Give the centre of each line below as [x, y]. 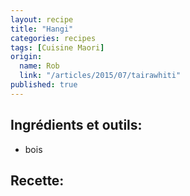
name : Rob [39, 66]
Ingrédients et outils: [76, 125]
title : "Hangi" [42, 29]
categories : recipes [53, 38]
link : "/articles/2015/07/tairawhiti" [100, 76]
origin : [26, 57]
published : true [44, 85]
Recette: [37, 180]
